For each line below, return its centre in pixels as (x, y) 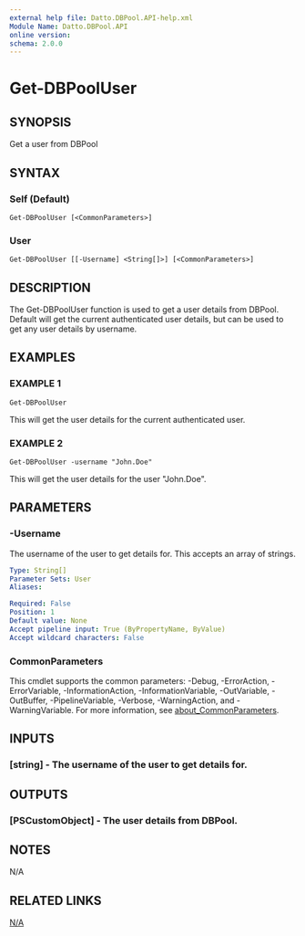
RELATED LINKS (56, 900)
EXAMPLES (42, 358)
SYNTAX (35, 173)
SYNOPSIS (41, 122)
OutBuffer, (29, 700)
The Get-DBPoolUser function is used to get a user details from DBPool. (144, 310)
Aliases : (26, 587)
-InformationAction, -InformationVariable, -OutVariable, (167, 691)
